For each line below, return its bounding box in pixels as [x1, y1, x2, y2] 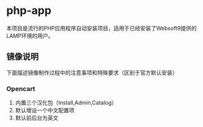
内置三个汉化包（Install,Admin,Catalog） [15, 99, 117, 106]
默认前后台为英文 [15, 114, 59, 122]
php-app [6, 4, 52, 18]
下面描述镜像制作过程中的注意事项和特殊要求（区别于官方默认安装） [6, 69, 178, 76]
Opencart [6, 84, 35, 93]
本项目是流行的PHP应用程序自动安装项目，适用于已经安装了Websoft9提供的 [6, 24, 197, 32]
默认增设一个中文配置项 [15, 107, 75, 114]
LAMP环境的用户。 [6, 32, 54, 39]
